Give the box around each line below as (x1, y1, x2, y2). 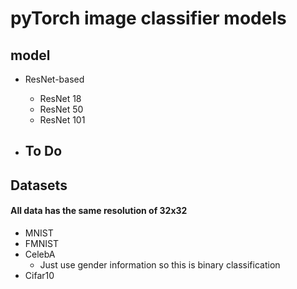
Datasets (10, 177, 68, 194)
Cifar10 (24, 269, 55, 281)
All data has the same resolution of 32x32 (10, 205, 188, 217)
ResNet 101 (39, 114, 86, 126)
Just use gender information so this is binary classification (39, 258, 281, 271)
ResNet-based (24, 73, 85, 85)
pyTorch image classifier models (10, 7, 287, 30)
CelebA (24, 248, 56, 260)
